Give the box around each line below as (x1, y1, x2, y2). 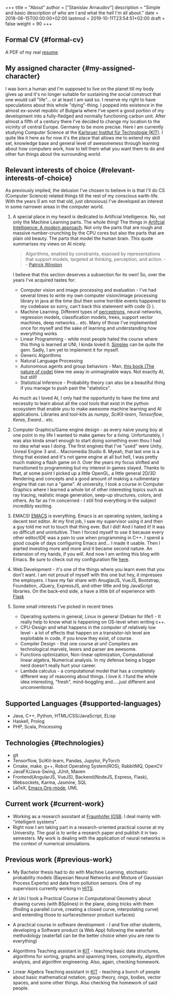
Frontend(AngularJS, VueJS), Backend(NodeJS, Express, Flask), (12, 774, 148, 780)
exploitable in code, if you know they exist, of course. (20, 635, 133, 641)
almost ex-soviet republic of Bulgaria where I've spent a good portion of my (5, 107, 164, 113)
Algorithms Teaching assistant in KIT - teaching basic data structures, (12, 948, 160, 954)
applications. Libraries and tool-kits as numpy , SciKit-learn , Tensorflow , (12, 411, 164, 417)
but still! (20, 374, 37, 380)
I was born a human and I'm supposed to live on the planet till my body (5, 86, 154, 92)
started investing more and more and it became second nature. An (12, 545, 153, 552)
